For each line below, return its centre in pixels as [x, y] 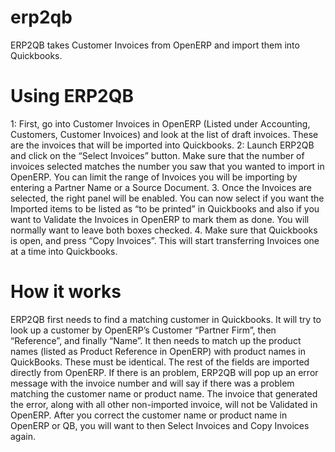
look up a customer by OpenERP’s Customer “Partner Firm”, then [143, 330]
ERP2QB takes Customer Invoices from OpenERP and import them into [155, 45]
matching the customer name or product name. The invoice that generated [164, 393]
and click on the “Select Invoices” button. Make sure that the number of [157, 155]
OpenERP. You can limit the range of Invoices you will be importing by [154, 177]
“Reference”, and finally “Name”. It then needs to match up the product [156, 340]
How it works [66, 292]
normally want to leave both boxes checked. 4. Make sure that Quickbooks [164, 230]
